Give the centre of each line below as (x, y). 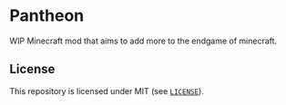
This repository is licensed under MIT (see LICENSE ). (107, 91)
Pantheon (47, 16)
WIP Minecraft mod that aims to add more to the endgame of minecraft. (143, 41)
